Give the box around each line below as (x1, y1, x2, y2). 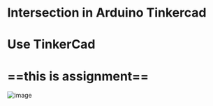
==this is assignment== (7, 68, 149, 84)
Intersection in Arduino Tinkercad (7, 5, 207, 21)
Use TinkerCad (7, 37, 96, 53)
